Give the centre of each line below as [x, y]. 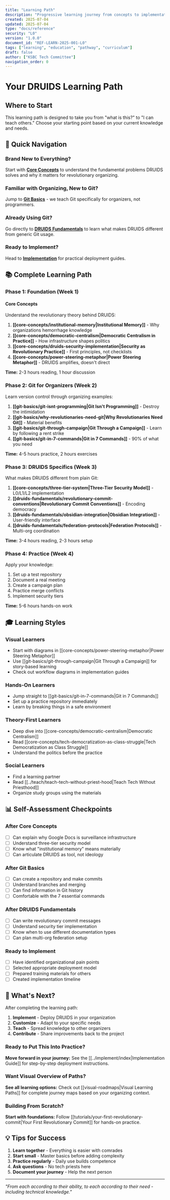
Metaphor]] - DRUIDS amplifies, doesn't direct [61, 363]
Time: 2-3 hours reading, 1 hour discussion [50, 372]
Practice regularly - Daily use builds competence [64, 1161]
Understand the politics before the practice [57, 752]
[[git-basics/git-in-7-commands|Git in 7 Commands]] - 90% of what [86, 438]
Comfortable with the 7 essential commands [58, 896]
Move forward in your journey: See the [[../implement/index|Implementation [85, 1058]
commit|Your [18, 1123]
